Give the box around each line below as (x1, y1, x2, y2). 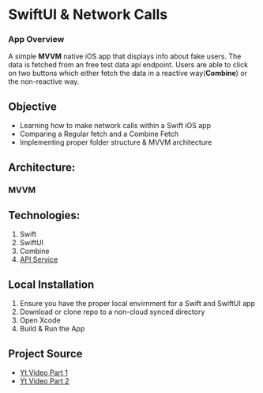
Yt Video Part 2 (19, 376, 70, 386)
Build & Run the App (19, 324, 85, 334)
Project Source (8, 346, 83, 361)
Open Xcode (19, 316, 61, 325)
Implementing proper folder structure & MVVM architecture (19, 138, 212, 147)
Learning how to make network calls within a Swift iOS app (19, 121, 212, 130)
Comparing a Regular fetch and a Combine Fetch (19, 129, 179, 139)
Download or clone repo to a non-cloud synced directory (19, 307, 205, 317)
